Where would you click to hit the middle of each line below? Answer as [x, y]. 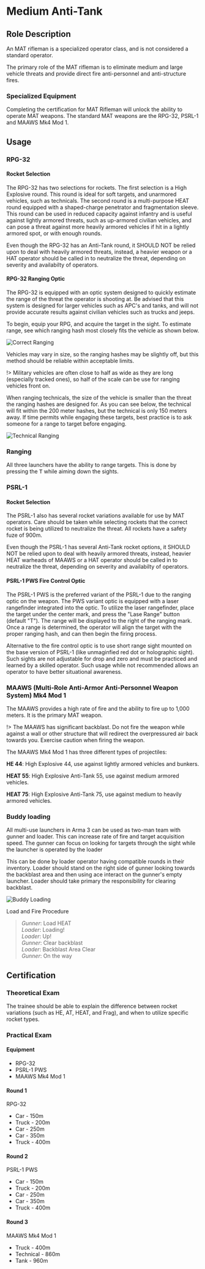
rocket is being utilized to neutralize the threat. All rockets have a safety [96, 529]
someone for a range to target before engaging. [66, 424]
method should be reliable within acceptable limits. [70, 361]
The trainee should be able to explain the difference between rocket [92, 1006]
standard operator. [30, 55]
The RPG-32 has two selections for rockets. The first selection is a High [97, 187]
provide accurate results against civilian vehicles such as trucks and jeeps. [100, 312]
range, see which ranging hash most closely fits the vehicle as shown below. [103, 330]
